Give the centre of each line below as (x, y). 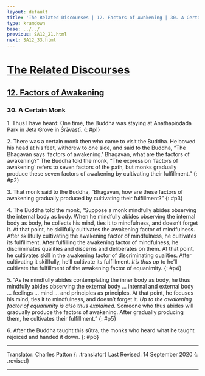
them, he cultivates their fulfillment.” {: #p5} (62, 318)
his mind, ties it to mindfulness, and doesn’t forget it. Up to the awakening (99, 299)
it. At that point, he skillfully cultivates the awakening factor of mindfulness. (101, 229)
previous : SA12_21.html (37, 35)
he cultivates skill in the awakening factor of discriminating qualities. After (99, 255)
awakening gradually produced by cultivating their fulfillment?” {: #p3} (95, 198)
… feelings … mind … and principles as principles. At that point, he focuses (100, 293)
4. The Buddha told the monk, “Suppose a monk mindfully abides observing (102, 210)
